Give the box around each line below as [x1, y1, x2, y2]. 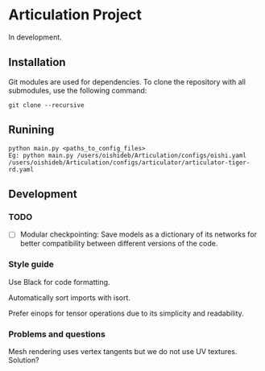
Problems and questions [8, 328, 106, 340]
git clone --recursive [8, 101, 85, 109]
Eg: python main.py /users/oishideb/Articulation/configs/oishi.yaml [8, 151, 247, 159]
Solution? [8, 355, 39, 365]
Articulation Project [8, 6, 143, 24]
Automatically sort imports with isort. [8, 292, 131, 303]
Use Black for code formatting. [8, 277, 110, 286]
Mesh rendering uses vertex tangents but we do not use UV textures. [8, 346, 238, 356]
